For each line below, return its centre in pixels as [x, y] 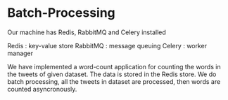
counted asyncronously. [42, 89]
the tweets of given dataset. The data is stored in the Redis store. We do [112, 74]
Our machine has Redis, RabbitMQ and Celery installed [87, 32]
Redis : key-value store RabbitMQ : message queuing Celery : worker [107, 45]
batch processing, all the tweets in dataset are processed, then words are [114, 81]
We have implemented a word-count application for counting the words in [114, 66]
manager [20, 53]
